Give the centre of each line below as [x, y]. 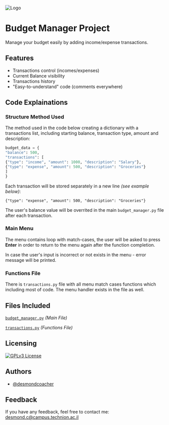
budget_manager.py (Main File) [36, 318]
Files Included [28, 306]
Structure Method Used [35, 117]
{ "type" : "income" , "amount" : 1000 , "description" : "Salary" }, [73, 162]
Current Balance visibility [38, 75]
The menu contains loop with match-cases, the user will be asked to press [83, 239]
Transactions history [34, 81]
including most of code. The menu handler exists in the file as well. [75, 290]
